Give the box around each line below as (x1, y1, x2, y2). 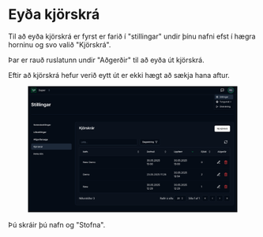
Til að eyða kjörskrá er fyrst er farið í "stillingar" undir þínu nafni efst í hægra (8, 31, 256, 41)
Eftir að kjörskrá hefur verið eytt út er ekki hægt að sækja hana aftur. (8, 70, 231, 80)
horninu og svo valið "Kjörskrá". (8, 39, 111, 49)
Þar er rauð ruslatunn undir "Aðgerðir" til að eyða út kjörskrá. (8, 55, 205, 65)
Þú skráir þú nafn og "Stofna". (8, 220, 106, 230)
